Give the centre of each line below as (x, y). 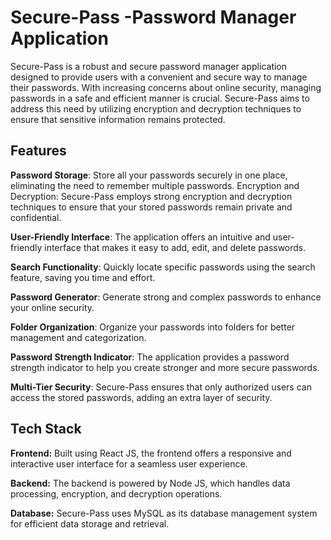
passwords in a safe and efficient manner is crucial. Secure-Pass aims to (160, 98)
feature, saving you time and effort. (83, 277)
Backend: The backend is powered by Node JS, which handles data (150, 483)
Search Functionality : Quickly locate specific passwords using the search (163, 267)
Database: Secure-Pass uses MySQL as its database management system (164, 513)
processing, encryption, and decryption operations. (116, 493)
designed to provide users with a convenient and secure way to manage (159, 77)
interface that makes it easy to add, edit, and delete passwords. (175, 247)
